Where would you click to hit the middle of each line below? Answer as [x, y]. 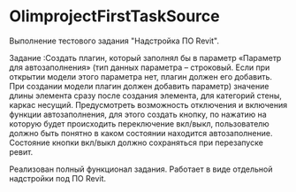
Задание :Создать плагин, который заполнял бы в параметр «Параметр [145, 58]
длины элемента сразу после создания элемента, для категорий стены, [146, 96]
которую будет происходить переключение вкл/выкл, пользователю [139, 123]
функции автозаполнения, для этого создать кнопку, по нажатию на [138, 114]
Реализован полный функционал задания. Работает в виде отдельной [141, 169]
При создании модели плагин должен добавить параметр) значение [139, 86]
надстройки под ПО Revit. [58, 178]
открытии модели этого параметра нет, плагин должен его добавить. [140, 76]
